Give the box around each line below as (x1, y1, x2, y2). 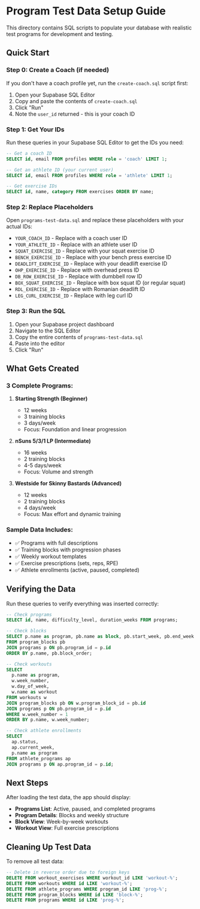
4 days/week (23, 504, 56, 511)
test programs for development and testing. (6, 30, 114, 37)
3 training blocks (23, 413, 66, 421)
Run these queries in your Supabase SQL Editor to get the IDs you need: (6, 139, 184, 146)
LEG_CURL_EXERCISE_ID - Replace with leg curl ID (14, 292, 133, 299)
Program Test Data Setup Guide (6, 4, 166, 18)
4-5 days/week (23, 462, 62, 469)
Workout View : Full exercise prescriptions (14, 824, 119, 832)
